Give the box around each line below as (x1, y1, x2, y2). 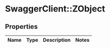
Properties (5, 23, 38, 31)
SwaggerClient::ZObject (5, 3, 106, 14)
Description (43, 37, 71, 43)
